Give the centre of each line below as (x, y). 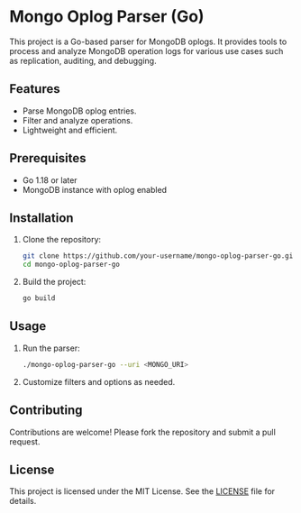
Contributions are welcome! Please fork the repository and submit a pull (143, 432)
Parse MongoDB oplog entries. (79, 111)
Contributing (46, 411)
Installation (41, 218)
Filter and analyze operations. (78, 120)
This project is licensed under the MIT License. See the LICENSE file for (142, 491)
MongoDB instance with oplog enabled (95, 189)
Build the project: (54, 282)
